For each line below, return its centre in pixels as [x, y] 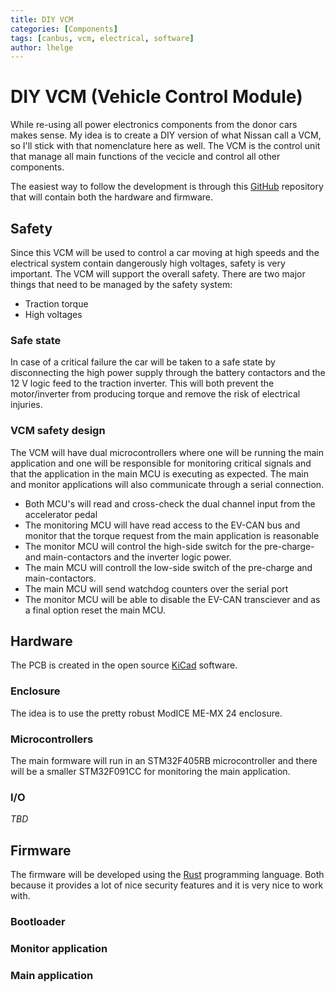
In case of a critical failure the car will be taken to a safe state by [143, 362]
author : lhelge [42, 47]
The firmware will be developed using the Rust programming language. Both [167, 875]
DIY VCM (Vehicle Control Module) [156, 97]
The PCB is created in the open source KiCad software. [124, 665]
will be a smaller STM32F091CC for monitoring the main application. [150, 771]
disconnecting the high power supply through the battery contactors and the [168, 373]
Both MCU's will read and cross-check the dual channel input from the [170, 503]
